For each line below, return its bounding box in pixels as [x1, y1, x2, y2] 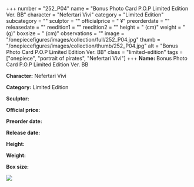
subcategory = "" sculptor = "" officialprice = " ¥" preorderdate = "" [6, 18, 170, 24]
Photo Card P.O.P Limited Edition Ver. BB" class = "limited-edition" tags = [6, 49, 183, 55]
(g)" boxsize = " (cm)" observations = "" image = [6, 30, 125, 37]
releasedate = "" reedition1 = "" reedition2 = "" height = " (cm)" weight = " [6, 23, 185, 30]
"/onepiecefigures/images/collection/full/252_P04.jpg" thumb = [6, 36, 160, 43]
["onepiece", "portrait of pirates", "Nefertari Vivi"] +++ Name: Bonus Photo [6, 55, 188, 62]
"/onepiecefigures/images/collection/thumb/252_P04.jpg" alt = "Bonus [6, 42, 178, 49]
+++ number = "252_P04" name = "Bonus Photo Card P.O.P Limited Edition [6, 5, 189, 12]
